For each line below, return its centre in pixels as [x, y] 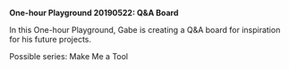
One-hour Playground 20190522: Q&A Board [94, 13]
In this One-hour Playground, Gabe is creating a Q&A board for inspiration [145, 30]
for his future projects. [51, 39]
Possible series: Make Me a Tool [69, 56]
